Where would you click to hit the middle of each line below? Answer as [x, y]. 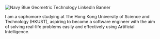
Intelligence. [17, 32]
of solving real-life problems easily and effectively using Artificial [70, 27]
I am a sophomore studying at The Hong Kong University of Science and [77, 16]
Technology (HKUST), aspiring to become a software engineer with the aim [80, 22]
